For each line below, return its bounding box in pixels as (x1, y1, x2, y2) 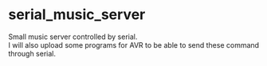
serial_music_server (8, 6, 146, 24)
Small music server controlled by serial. (8, 32, 138, 41)
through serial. (8, 49, 57, 58)
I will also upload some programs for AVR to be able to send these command (8, 40, 260, 49)
